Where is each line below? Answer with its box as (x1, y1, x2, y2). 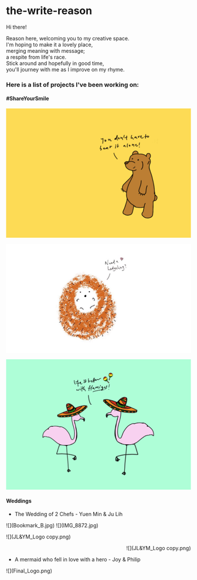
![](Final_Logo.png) (6, 567, 53, 574)
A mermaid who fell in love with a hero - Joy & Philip (14, 555, 141, 563)
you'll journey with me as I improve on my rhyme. (6, 66, 125, 73)
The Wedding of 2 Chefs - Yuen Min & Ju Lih (14, 510, 123, 517)
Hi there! (6, 23, 27, 30)
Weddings (6, 497, 32, 504)
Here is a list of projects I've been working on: (6, 80, 140, 88)
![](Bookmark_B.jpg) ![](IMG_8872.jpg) (6, 521, 98, 528)
